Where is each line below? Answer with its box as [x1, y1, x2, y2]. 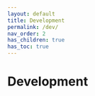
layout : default [7, 10, 55, 18]
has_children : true [7, 37, 65, 44]
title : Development [7, 17, 65, 24]
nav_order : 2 [7, 30, 46, 37]
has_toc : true [7, 43, 50, 50]
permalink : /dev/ [7, 23, 59, 30]
